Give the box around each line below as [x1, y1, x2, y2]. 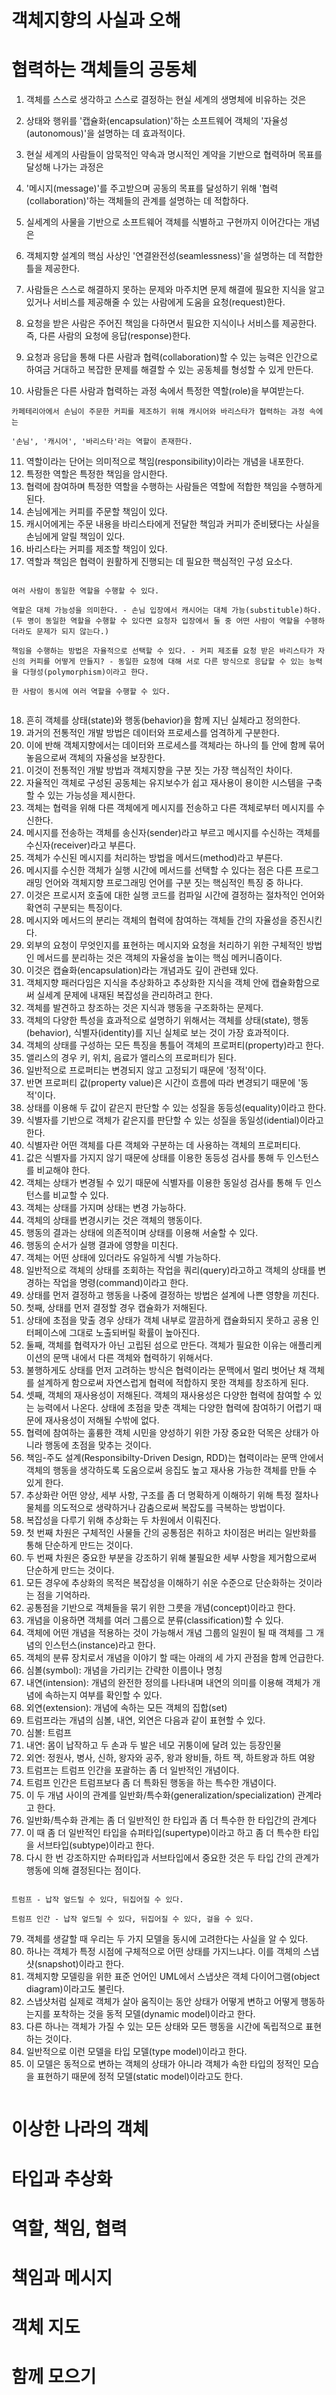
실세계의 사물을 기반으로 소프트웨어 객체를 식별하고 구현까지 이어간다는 [25, 216, 302, 228]
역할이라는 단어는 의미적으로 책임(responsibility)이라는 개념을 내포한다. [25, 456, 304, 468]
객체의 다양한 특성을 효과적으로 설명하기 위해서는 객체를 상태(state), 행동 [25, 1014, 309, 1026]
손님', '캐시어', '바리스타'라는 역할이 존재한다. [15, 437, 193, 447]
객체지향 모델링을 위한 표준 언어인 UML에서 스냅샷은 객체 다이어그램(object [25, 1971, 321, 1983]
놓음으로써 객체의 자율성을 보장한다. [25, 752, 166, 764]
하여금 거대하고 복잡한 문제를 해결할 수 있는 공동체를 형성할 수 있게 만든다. [25, 364, 314, 376]
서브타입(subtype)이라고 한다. [36, 1839, 155, 1851]
